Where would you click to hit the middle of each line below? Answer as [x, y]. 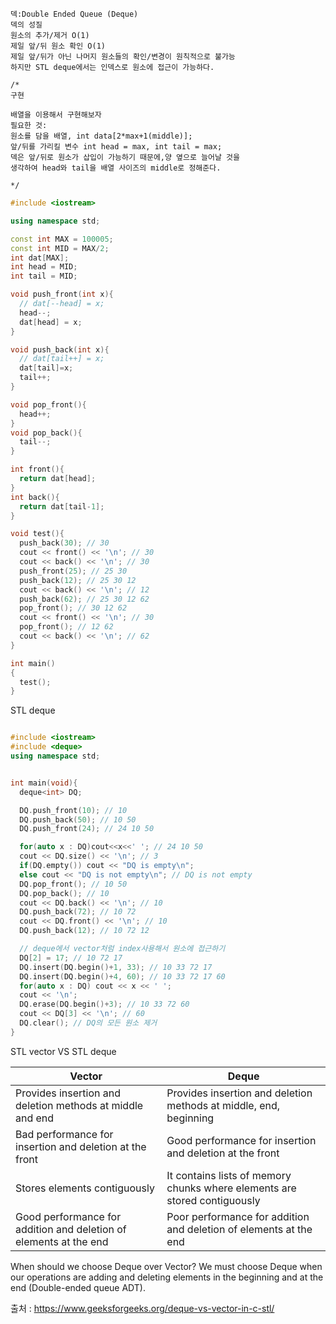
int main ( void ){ [44, 783]
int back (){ [35, 497]
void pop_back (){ [46, 433]
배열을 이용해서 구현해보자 [56, 115]
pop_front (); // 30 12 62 [73, 608]
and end [35, 1118]
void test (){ [37, 534]
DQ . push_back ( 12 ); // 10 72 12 [84, 931]
